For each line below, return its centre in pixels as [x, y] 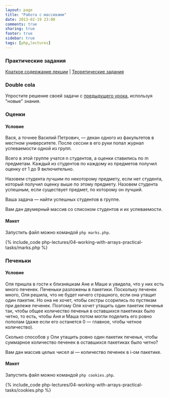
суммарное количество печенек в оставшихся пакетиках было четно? [82, 342]
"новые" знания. [23, 101]
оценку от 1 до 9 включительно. [40, 169]
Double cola [20, 85]
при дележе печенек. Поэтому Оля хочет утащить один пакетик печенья [84, 305]
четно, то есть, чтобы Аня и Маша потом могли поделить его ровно [79, 316]
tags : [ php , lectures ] [28, 43]
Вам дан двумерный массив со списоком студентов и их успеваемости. [84, 209]
